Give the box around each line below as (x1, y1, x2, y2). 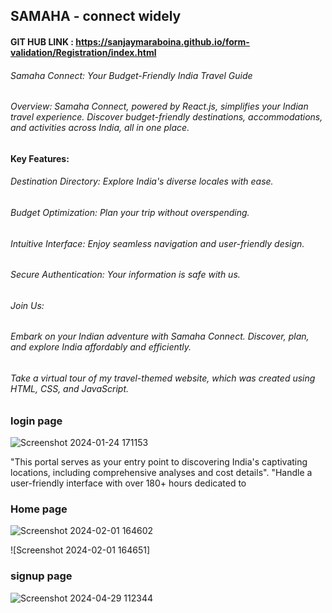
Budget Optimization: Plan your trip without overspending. (10, 207, 250, 218)
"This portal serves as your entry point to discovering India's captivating (10, 456, 308, 468)
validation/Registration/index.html (10, 46, 157, 58)
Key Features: (10, 152, 70, 164)
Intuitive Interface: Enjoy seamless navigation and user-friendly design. (10, 237, 305, 249)
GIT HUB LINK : (10, 35, 74, 48)
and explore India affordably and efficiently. (10, 341, 192, 353)
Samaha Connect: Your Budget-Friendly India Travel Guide (10, 69, 253, 81)
